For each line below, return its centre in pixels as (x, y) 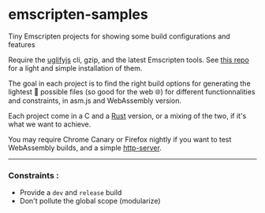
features (22, 44)
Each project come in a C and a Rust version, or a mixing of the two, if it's (127, 116)
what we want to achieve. (50, 124)
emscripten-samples (78, 15)
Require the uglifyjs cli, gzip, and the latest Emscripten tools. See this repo (129, 60)
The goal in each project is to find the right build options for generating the (129, 83)
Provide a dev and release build (71, 193)
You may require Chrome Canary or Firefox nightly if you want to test (120, 139)
